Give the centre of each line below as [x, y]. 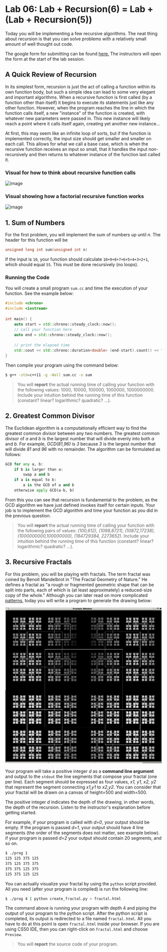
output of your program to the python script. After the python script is [76, 913]
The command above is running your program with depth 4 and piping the [81, 908]
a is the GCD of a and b [49, 485]
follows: [13, 454]
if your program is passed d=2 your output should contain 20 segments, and [83, 838]
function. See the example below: [39, 293]
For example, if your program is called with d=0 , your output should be [78, 822]
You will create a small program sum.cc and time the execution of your [77, 288]
